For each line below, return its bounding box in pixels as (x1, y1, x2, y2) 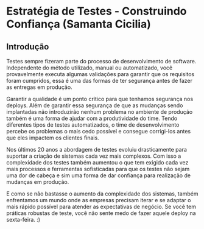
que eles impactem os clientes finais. (6, 134, 99, 141)
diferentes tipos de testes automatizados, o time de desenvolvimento (6, 121, 180, 129)
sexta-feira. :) (6, 216, 41, 223)
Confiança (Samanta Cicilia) (6, 17, 151, 31)
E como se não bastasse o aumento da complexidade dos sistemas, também (6, 190, 199, 197)
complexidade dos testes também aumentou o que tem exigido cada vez (6, 159, 189, 166)
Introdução (6, 41, 49, 52)
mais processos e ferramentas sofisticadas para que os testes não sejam (6, 166, 190, 172)
